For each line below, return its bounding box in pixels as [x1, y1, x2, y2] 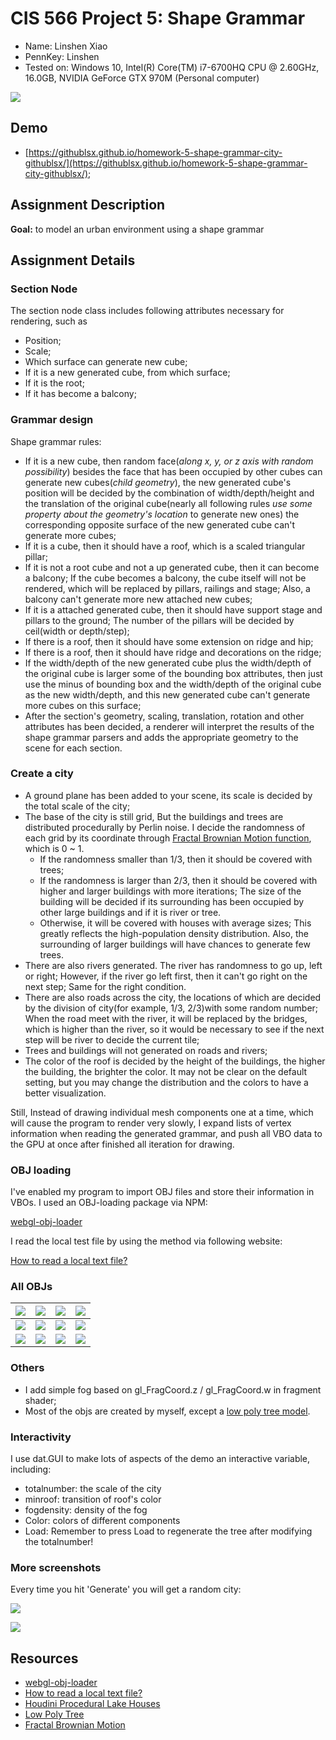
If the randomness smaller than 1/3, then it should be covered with [39, 853, 313, 865]
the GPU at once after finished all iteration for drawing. [10, 1138, 235, 1150]
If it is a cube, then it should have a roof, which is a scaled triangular [24, 540, 306, 552]
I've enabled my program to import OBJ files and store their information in [10, 1186, 315, 1198]
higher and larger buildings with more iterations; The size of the [39, 885, 302, 897]
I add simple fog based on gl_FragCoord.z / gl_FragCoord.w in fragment [24, 1383, 322, 1396]
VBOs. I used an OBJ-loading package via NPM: [10, 1197, 208, 1209]
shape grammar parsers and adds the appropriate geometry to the [24, 731, 299, 743]
